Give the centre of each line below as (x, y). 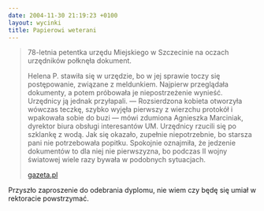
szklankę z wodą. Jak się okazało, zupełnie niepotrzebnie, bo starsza (139, 135)
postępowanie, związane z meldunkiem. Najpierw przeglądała (128, 84)
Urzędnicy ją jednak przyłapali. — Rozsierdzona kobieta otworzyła (135, 101)
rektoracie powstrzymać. (48, 198)
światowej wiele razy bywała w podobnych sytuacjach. (117, 160)
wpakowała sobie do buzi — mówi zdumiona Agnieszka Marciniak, (135, 118)
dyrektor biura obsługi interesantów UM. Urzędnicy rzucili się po (132, 126)
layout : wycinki (35, 23)
